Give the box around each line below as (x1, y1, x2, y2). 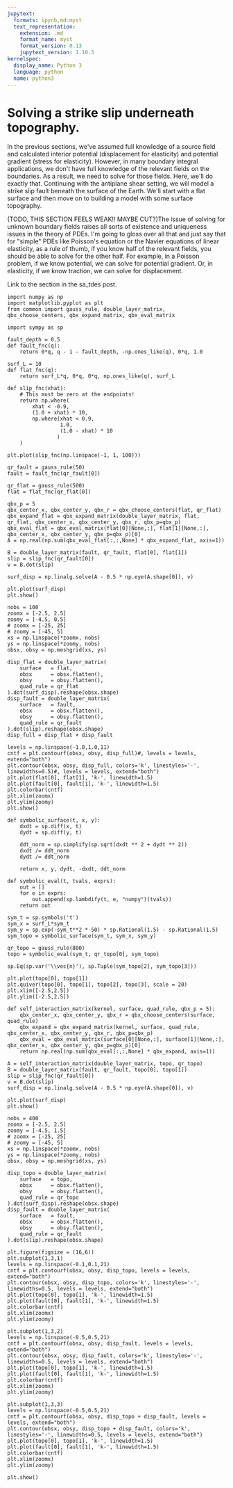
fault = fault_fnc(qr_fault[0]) (7, 470, 101, 477)
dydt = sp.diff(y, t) (19, 829, 82, 836)
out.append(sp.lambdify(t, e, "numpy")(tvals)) (32, 896, 172, 903)
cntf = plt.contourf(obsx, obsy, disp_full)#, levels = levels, (7, 750, 197, 757)
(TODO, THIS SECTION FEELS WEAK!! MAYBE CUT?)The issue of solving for (7, 215, 225, 223)
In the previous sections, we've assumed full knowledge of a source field (7, 143, 216, 151)
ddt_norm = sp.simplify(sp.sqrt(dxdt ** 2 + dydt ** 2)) (19, 841, 188, 848)
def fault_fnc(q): (7, 342, 60, 350)
